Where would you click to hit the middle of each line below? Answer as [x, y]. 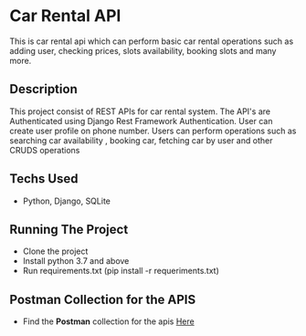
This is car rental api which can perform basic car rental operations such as [152, 41]
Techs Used [44, 179]
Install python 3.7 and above [76, 261]
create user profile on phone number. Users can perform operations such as [153, 131]
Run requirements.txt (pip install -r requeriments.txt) [121, 271]
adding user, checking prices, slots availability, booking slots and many [143, 50]
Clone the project [55, 251]
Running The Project [69, 229]
